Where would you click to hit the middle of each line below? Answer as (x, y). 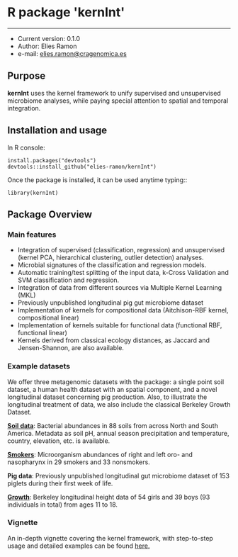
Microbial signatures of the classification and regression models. (112, 265)
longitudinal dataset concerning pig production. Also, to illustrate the (107, 397)
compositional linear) (48, 318)
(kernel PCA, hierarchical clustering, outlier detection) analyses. (110, 258)
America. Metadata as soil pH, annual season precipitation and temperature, (118, 433)
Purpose (27, 76)
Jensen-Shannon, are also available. (70, 348)
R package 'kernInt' (66, 12)
